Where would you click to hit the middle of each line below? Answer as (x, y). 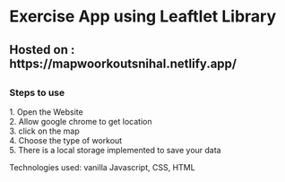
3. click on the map (44, 131)
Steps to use (37, 92)
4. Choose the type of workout (66, 141)
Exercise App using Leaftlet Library (143, 17)
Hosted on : (42, 50)
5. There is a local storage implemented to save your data (115, 151)
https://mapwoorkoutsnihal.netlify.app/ (123, 63)
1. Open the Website (46, 112)
